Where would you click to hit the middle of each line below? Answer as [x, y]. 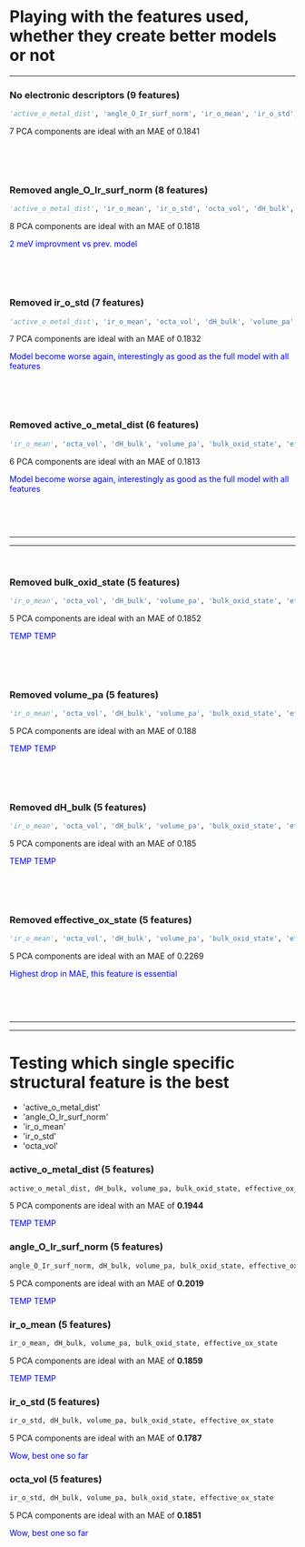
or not [33, 55]
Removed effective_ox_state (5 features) [101, 920]
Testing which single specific [122, 1063]
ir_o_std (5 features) [55, 1401]
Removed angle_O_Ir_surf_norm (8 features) [109, 190]
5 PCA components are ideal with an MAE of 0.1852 [105, 618]
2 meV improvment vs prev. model [74, 244]
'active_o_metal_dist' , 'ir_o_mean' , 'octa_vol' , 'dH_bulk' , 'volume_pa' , [154, 321]
